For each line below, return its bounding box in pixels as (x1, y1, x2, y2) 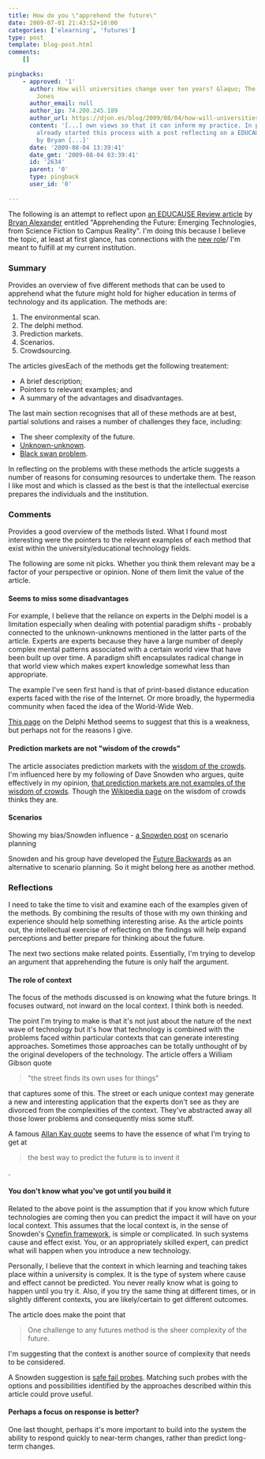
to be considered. (8, 1357, 65, 1367)
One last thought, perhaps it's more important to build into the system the (8, 1424, 247, 1434)
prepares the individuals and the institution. (8, 489, 149, 498)
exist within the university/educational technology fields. (8, 543, 192, 553)
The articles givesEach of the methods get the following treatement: (8, 360, 229, 371)
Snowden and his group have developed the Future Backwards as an (8, 853, 232, 864)
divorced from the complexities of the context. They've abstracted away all (8, 1106, 252, 1115)
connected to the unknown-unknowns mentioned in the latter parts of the (8, 628, 247, 637)
